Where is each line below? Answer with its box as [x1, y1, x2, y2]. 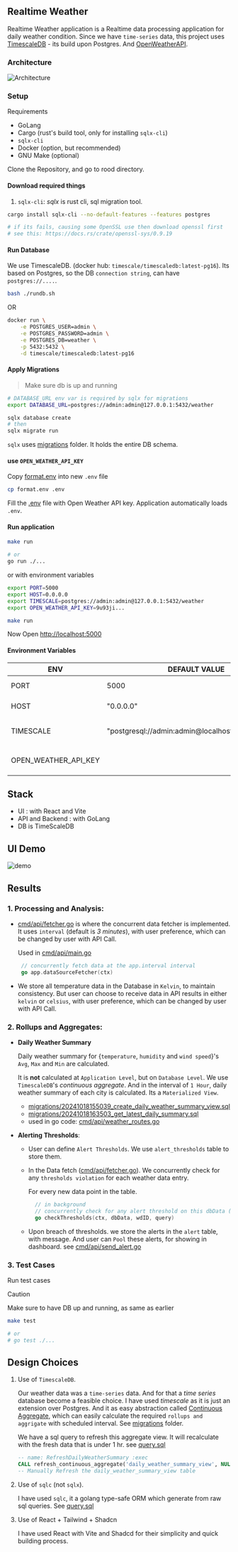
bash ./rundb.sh [7, 291, 55, 298]
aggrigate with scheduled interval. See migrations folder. [17, 1419, 184, 1428]
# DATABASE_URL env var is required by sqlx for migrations [7, 394, 189, 402]
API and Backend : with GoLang [17, 815, 110, 823]
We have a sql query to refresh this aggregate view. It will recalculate [17, 1433, 220, 1441]
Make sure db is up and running [24, 381, 118, 389]
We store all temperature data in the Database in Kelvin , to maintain [17, 982, 215, 990]
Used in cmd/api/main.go [17, 948, 92, 957]
